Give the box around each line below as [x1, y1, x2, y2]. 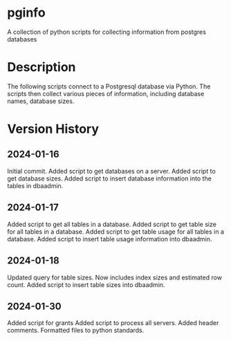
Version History [7, 121, 99, 137]
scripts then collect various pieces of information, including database [7, 89, 205, 98]
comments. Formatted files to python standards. [7, 326, 145, 335]
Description [7, 59, 76, 75]
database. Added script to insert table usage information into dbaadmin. [7, 234, 212, 243]
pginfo [7, 5, 46, 21]
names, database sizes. [7, 97, 75, 105]
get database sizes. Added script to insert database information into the [7, 174, 212, 183]
